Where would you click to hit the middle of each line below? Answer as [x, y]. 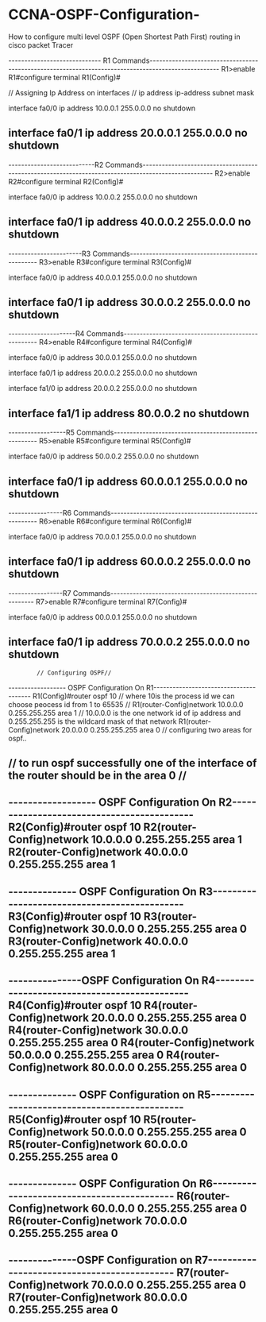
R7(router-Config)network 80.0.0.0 [98, 1298]
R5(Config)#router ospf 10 [75, 1119]
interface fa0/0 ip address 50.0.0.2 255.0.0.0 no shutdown [104, 456]
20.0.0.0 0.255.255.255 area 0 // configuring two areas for [157, 729]
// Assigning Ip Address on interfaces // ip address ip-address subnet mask [131, 92]
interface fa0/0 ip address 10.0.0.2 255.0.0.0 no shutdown [103, 197]
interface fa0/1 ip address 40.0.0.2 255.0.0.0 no [130, 222]
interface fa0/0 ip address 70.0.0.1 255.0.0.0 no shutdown [102, 537]
